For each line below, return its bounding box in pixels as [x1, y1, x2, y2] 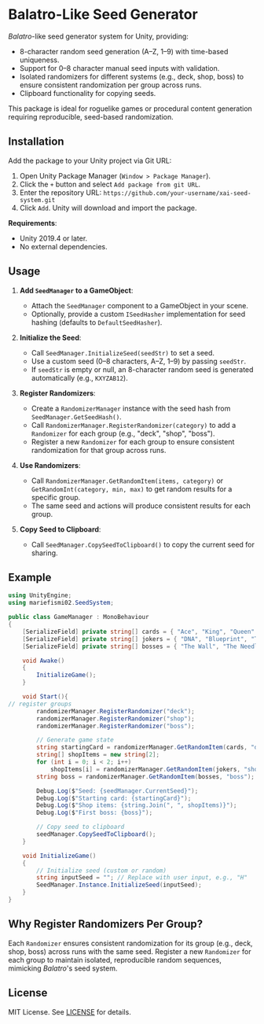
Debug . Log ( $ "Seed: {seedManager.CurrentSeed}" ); [36, 786, 199, 795]
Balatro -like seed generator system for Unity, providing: [8, 31, 189, 41]
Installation [8, 135, 64, 149]
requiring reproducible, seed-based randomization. [8, 112, 174, 121]
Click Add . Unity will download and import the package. [19, 203, 198, 212]
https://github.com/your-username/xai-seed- [103, 189, 251, 197]
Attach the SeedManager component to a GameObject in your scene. [31, 300, 249, 310]
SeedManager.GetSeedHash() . [31, 411, 122, 422]
